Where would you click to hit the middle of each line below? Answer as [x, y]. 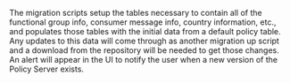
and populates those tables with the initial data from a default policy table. [145, 31]
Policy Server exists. [47, 69]
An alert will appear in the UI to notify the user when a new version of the [144, 60]
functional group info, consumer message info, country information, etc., [143, 22]
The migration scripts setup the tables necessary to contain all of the [136, 13]
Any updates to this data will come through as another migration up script [144, 41]
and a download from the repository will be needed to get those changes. [144, 50]
